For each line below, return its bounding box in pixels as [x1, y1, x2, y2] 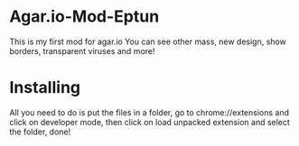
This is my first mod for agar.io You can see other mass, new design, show [9, 36, 286, 47]
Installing [9, 78, 81, 98]
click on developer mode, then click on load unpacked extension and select [9, 116, 291, 127]
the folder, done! [9, 126, 71, 137]
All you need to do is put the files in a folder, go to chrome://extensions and [9, 106, 289, 118]
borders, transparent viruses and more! [9, 45, 155, 56]
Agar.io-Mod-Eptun [9, 6, 160, 27]
